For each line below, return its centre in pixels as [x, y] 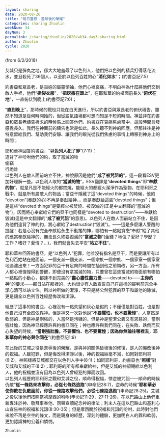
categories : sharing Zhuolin [35, 23]
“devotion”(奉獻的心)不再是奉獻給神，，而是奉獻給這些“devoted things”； [78, 200]
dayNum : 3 [15, 32]
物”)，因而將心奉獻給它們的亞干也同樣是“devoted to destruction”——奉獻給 [81, 212]
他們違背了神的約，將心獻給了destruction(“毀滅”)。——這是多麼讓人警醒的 [84, 224]
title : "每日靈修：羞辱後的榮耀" [35, 19]
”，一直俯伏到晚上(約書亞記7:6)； [43, 99]
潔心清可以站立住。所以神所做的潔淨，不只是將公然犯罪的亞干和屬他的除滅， [82, 290]
